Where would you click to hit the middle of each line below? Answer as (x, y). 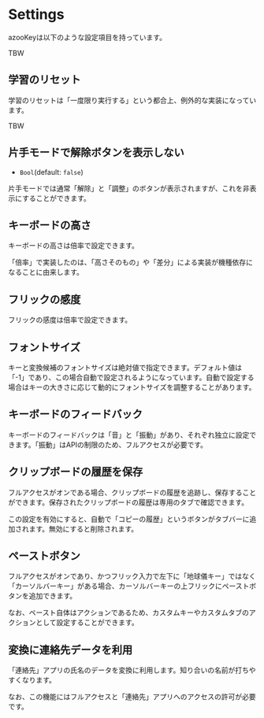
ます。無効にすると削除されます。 (84, 528)
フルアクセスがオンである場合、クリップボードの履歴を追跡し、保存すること (132, 492)
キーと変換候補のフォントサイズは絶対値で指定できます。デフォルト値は (125, 367)
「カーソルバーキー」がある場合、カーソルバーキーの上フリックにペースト (129, 586)
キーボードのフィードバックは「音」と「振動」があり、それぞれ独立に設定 (129, 435)
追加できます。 (53, 596)
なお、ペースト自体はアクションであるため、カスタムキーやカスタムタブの (129, 613)
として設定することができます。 (87, 623)
